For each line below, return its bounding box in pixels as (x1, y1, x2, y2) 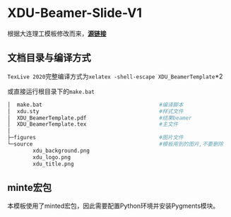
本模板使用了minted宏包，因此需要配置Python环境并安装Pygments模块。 (7, 201, 220, 210)
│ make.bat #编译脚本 (7, 101, 184, 108)
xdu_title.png (32, 160, 74, 168)
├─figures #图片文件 (7, 134, 184, 141)
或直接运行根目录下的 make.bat (7, 87, 95, 95)
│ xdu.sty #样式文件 (7, 107, 184, 115)
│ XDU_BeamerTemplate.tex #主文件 (7, 121, 179, 128)
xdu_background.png (32, 147, 90, 154)
